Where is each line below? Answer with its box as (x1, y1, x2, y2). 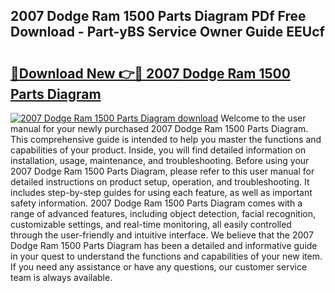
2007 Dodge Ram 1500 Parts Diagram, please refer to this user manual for (10, 165, 315, 177)
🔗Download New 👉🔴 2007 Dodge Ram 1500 (10, 65, 291, 82)
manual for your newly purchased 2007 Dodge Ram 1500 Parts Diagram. (10, 123, 309, 134)
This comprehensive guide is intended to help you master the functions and (10, 134, 322, 145)
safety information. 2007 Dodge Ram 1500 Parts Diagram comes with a (10, 197, 303, 209)
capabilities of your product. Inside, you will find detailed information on (10, 144, 307, 156)
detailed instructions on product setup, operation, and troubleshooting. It (10, 176, 310, 188)
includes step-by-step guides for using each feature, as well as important (10, 187, 313, 198)
